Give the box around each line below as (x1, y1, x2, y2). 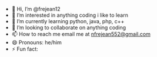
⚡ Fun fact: (11, 45, 38, 52)
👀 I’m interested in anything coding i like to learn (11, 12, 128, 19)
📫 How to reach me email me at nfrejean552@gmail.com (11, 31, 151, 37)
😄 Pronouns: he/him (11, 39, 62, 46)
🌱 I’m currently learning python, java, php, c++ (11, 18, 125, 24)
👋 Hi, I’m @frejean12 (11, 6, 61, 12)
